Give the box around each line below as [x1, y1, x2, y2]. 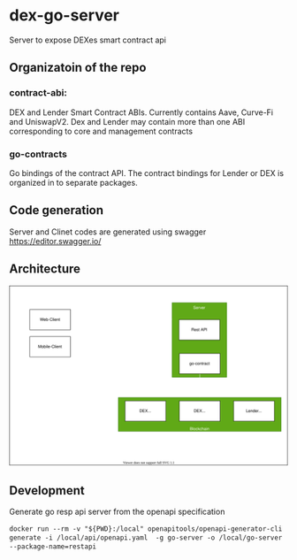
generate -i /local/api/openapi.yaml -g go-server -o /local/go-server [9, 533, 283, 542]
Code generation [9, 203, 104, 218]
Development [9, 483, 86, 498]
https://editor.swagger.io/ [9, 235, 102, 246]
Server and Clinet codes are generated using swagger [9, 226, 207, 237]
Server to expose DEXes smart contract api [9, 35, 166, 45]
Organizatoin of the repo [9, 60, 147, 75]
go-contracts [9, 148, 68, 160]
